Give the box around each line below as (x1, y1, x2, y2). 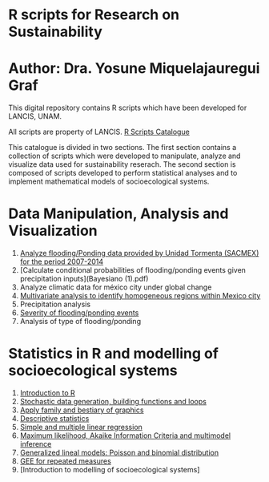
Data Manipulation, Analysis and (8, 205, 229, 223)
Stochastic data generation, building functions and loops (19, 397, 207, 406)
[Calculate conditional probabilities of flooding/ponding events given (19, 265, 247, 275)
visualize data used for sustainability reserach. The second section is (8, 160, 236, 169)
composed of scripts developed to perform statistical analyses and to (8, 168, 238, 178)
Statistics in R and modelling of (8, 345, 219, 363)
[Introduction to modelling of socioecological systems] (19, 465, 200, 474)
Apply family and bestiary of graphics (19, 405, 144, 415)
